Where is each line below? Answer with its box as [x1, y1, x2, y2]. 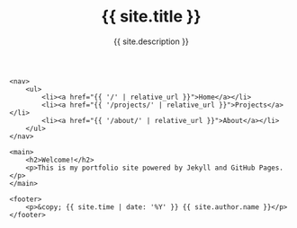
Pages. [258, 163, 283, 172]
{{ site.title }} [101, 6, 202, 27]
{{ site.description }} [113, 36, 189, 47]
